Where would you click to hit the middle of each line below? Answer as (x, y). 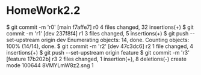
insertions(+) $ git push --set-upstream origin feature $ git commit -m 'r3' (98, 52)
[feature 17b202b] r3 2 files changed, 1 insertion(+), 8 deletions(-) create (96, 59)
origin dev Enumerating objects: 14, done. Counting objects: (115, 40)
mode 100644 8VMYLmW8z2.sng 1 (50, 65)
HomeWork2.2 (43, 10)
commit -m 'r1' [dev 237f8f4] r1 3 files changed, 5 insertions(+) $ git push (97, 33)
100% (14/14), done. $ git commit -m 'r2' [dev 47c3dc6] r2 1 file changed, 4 (100, 46)
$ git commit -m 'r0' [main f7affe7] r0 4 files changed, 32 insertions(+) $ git (100, 27)
